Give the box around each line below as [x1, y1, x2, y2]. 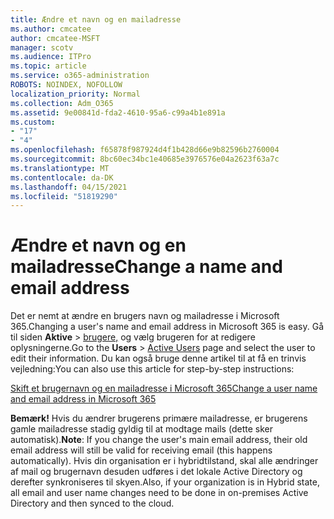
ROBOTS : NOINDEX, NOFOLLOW [10, 80, 123, 90]
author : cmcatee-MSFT [10, 33, 101, 43]
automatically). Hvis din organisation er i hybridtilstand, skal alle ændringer [10, 455, 319, 467]
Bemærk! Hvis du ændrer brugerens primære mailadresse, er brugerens [10, 412, 308, 425]
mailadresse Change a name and [10, 256, 283, 278]
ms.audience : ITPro [10, 52, 92, 62]
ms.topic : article [10, 61, 87, 71]
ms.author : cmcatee [10, 24, 92, 34]
